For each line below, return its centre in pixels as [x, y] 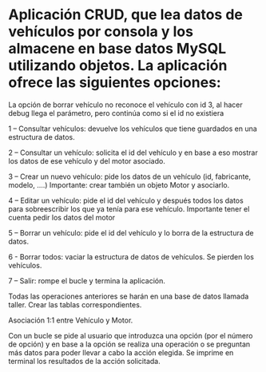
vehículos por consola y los [101, 32]
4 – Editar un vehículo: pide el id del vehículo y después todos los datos [126, 200]
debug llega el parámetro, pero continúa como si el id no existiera [116, 113]
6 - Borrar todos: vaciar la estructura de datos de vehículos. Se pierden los [131, 256]
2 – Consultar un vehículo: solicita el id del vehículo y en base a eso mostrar [133, 152]
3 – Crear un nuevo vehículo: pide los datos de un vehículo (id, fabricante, [130, 176]
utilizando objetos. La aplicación [118, 66]
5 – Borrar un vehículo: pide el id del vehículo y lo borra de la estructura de [131, 232]
